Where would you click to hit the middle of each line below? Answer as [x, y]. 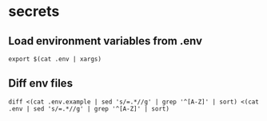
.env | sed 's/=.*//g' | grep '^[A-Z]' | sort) [89, 109]
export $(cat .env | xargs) [55, 59]
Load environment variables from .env [105, 41]
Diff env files [41, 83]
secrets [34, 12]
